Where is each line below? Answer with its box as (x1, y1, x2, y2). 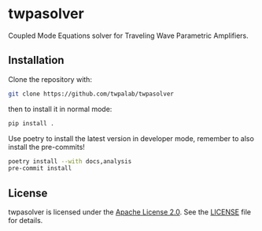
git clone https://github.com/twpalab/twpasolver (8, 90, 175, 98)
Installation (8, 54, 65, 67)
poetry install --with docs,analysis (8, 157, 132, 166)
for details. (8, 216, 43, 225)
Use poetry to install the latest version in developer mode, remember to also (8, 133, 254, 143)
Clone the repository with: (8, 74, 93, 84)
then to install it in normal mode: (8, 104, 113, 114)
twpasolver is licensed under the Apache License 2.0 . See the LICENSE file (8, 207, 252, 217)
